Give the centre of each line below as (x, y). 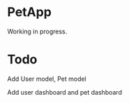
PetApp (30, 12)
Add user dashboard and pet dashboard (64, 92)
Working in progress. (37, 31)
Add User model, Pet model (47, 79)
